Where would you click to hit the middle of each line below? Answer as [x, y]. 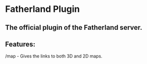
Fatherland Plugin [42, 9]
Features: [20, 44]
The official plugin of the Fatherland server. [74, 28]
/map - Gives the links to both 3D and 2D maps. [54, 56]
